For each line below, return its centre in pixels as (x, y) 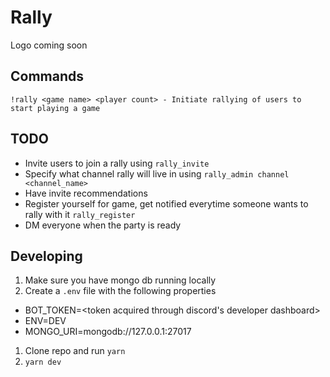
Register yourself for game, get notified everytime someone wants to (166, 203)
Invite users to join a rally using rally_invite (117, 163)
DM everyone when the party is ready (103, 225)
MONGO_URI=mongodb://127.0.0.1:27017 (108, 332)
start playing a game (55, 108)
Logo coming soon (49, 45)
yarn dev (43, 362)
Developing (46, 256)
